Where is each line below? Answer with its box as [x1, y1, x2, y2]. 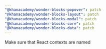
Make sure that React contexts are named [4, 39, 91, 45]
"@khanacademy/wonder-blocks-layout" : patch [4, 12, 99, 17]
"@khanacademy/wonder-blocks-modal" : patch [4, 16, 97, 21]
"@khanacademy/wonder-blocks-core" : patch [4, 21, 94, 26]
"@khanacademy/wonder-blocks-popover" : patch [4, 7, 101, 12]
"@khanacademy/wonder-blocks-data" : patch [4, 26, 94, 31]
